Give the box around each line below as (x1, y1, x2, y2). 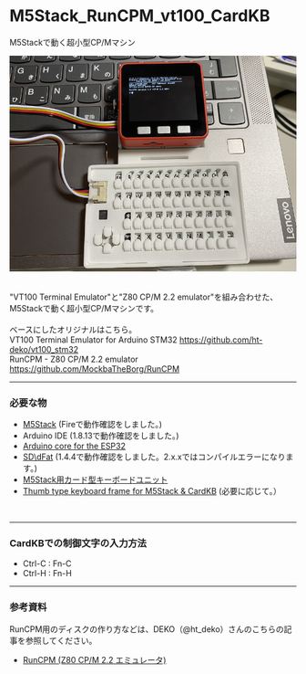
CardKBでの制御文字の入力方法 (9, 537, 148, 549)
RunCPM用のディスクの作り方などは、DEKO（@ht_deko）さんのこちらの (9, 623, 284, 635)
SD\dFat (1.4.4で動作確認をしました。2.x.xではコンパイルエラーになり (22, 451, 286, 462)
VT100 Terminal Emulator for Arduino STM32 (9, 334, 178, 345)
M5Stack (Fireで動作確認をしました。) (22, 419, 162, 430)
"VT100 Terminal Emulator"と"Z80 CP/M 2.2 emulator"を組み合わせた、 (9, 291, 279, 302)
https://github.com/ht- (178, 334, 263, 345)
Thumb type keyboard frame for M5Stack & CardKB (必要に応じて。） (22, 486, 282, 497)
